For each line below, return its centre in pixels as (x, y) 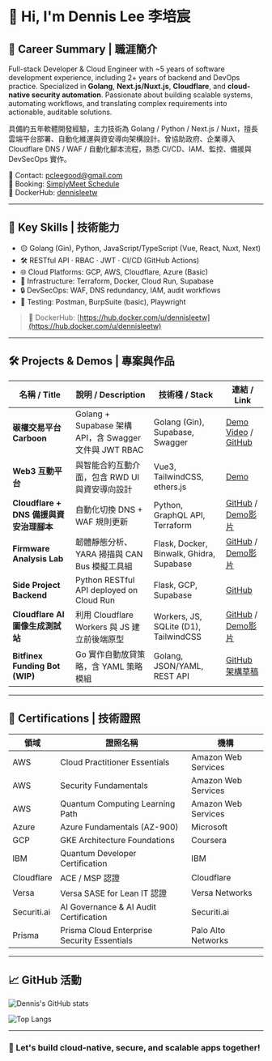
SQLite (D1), (177, 626)
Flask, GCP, (176, 585)
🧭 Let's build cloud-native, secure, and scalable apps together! (134, 1048)
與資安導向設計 (104, 489)
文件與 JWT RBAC (110, 450)
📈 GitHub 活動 (45, 980)
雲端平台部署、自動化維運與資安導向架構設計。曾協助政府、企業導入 (122, 139)
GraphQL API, (179, 515)
